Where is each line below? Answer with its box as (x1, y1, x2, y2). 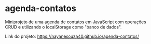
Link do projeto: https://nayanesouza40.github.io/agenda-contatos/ (5, 33, 139, 39)
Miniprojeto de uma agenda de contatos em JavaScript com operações (5, 19, 146, 25)
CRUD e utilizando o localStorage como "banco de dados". (5, 24, 122, 29)
